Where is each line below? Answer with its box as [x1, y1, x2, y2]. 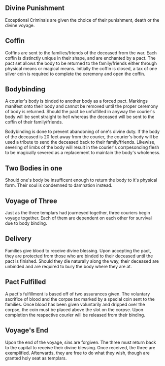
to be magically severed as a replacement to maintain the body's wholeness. [5, 150, 161, 156]
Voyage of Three [5, 197, 58, 205]
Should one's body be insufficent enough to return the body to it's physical [5, 177, 158, 183]
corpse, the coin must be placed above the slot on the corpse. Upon [5, 306, 144, 313]
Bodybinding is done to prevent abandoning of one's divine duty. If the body [5, 128, 160, 135]
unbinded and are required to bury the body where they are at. [5, 263, 132, 269]
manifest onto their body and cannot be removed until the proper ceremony [5, 103, 159, 109]
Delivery [5, 235, 32, 243]
